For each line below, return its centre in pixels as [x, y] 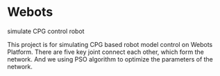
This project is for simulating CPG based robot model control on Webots [110, 44]
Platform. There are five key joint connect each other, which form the [106, 52]
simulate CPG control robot [46, 31]
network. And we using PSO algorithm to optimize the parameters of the [110, 59]
